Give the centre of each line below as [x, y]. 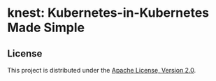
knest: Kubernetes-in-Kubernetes [108, 13]
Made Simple [46, 28]
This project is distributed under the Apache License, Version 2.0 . [102, 70]
